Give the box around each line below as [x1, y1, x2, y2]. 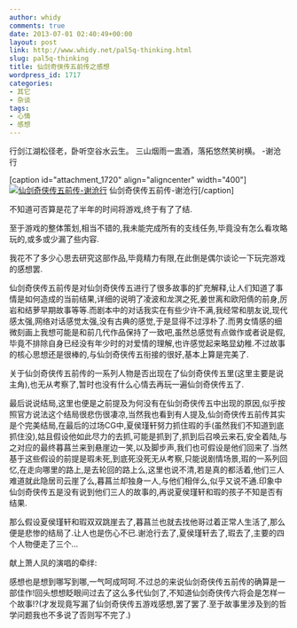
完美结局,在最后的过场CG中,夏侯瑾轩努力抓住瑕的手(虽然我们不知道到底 [24, 420, 285, 430]
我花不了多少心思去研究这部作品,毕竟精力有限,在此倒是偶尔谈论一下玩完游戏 [9, 253, 286, 263]
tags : [9, 104, 29, 113]
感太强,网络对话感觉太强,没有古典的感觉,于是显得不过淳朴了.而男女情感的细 [9, 316, 283, 326]
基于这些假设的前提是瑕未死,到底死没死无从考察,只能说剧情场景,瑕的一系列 [9, 453, 281, 464]
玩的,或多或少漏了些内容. [9, 234, 100, 244]
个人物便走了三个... [9, 538, 79, 549]
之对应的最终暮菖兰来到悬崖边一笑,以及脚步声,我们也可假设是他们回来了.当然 [9, 443, 288, 452]
